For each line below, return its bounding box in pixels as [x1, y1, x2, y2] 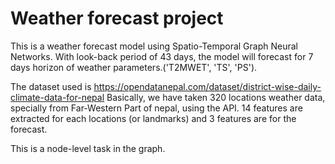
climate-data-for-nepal [10, 91, 105, 103]
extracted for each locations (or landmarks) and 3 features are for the [10, 112, 297, 124]
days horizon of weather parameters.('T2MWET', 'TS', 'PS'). [10, 61, 258, 73]
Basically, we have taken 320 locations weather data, [106, 91, 326, 103]
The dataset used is [10, 80, 92, 92]
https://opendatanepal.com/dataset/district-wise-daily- [93, 80, 322, 92]
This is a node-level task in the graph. [10, 142, 166, 154]
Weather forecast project [10, 7, 224, 30]
